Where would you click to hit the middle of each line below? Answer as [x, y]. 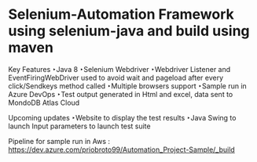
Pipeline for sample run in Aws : [59, 141]
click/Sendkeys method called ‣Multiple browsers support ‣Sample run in [128, 86]
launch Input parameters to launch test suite [79, 126]
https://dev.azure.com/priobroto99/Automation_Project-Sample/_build [122, 149]
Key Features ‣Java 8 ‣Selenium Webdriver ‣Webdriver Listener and [119, 69]
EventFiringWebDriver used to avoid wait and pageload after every [116, 77]
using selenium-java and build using [129, 31]
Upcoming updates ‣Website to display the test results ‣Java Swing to [122, 117]
